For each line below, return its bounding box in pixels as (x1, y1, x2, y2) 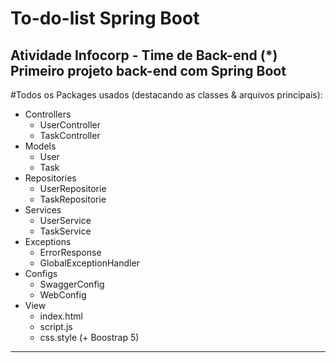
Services (24, 204, 62, 216)
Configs (24, 268, 58, 279)
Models (24, 140, 57, 152)
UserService (39, 215, 92, 226)
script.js (39, 321, 73, 332)
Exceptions (24, 236, 72, 247)
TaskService (39, 225, 92, 237)
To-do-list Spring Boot (10, 7, 200, 30)
